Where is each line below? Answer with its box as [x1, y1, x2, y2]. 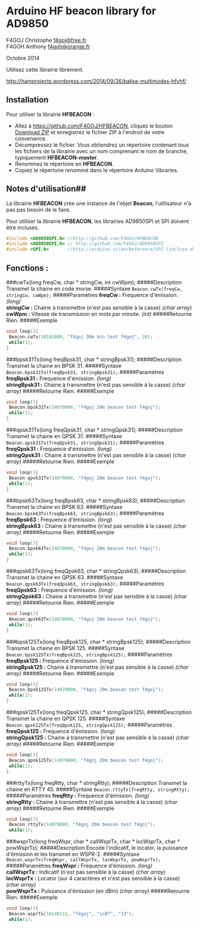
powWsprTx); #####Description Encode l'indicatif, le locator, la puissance [6, 845, 188, 852]
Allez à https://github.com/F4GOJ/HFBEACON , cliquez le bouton [14, 122, 173, 129]
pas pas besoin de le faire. [6, 206, 71, 213]
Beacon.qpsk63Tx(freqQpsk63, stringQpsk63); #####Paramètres [6, 580, 165, 587]
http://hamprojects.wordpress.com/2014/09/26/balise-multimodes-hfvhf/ [6, 77, 186, 85]
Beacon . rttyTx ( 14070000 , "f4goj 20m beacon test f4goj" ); [8, 821, 156, 828]
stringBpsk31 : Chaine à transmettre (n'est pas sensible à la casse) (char [6, 381, 186, 388]
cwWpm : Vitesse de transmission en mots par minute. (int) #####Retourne [6, 311, 192, 317]
